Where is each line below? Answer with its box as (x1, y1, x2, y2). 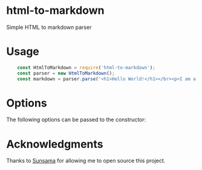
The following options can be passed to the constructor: (6, 116, 146, 124)
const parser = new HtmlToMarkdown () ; (17, 70, 115, 76)
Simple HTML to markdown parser (6, 24, 92, 31)
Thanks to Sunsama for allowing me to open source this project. (6, 157, 166, 165)
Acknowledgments (6, 137, 104, 151)
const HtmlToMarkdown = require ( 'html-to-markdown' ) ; (17, 65, 155, 71)
